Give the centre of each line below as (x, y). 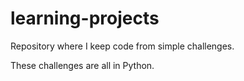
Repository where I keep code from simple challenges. (122, 46)
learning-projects (85, 18)
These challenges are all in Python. (82, 65)
